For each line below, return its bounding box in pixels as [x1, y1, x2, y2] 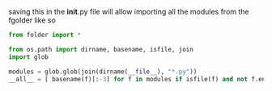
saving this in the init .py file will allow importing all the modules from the [8, 7, 249, 16]
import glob [8, 52, 49, 61]
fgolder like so [8, 15, 57, 25]
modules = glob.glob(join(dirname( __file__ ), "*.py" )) [8, 68, 198, 76]
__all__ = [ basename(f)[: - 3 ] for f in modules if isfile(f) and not [8, 75, 249, 83]
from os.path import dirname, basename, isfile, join [8, 45, 194, 53]
